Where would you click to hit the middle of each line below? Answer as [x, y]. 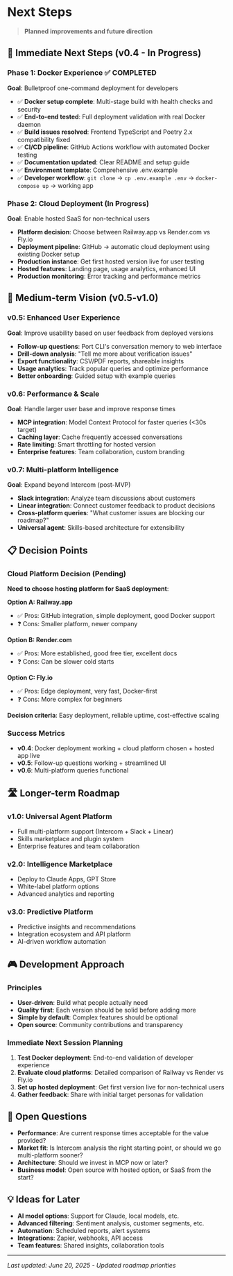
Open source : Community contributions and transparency [100, 1025]
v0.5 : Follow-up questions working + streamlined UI [92, 763]
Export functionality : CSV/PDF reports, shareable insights [101, 361]
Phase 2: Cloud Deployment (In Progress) [78, 203]
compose [28, 186]
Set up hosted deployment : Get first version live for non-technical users [121, 1087]
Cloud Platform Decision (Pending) [67, 574]
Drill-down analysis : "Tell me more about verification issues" [105, 354]
